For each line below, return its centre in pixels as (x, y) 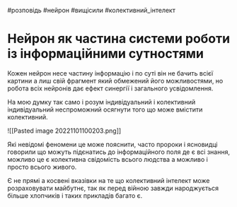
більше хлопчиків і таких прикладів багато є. (75, 195)
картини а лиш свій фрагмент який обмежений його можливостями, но (115, 81)
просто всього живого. (42, 167)
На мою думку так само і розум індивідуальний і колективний (102, 102)
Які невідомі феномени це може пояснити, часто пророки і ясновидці (112, 144)
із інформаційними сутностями (105, 54)
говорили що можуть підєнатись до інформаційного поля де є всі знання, (118, 152)
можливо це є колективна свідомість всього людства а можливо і (108, 159)
